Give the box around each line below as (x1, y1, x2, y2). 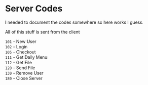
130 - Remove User (5, 70, 44, 76)
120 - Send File (5, 65, 36, 71)
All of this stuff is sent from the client (5, 29, 80, 35)
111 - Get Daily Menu (5, 54, 48, 60)
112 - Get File (5, 59, 32, 65)
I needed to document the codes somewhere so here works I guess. (5, 19, 144, 25)
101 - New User (5, 38, 37, 44)
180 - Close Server (5, 75, 43, 81)
